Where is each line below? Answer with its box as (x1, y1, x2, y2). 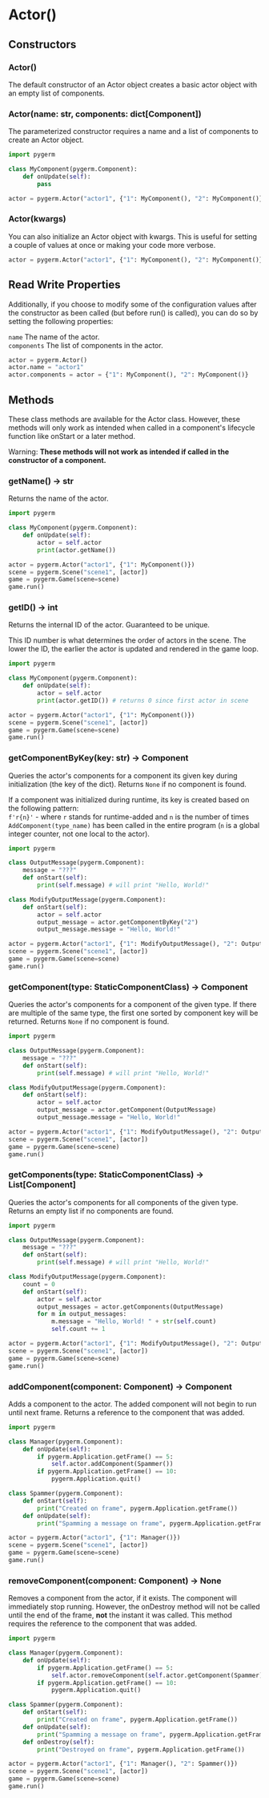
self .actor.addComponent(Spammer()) (50, 1460, 174, 1468)
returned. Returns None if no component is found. (8, 1017, 170, 1026)
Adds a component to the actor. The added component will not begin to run (8, 1398, 257, 1409)
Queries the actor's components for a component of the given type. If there (8, 1000, 257, 1009)
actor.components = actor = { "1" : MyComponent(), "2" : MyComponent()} (8, 371, 249, 379)
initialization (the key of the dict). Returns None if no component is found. (8, 779, 247, 789)
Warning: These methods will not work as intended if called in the (8, 447, 230, 457)
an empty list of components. (8, 88, 106, 98)
